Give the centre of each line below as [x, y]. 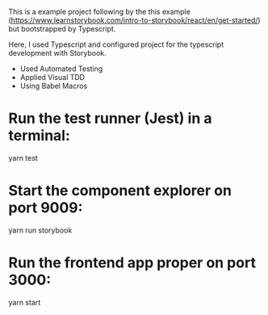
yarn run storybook [40, 230]
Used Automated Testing [61, 69]
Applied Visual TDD [52, 77]
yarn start [25, 302]
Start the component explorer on [120, 191]
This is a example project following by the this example [100, 12]
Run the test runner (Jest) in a [110, 118]
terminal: [40, 136]
